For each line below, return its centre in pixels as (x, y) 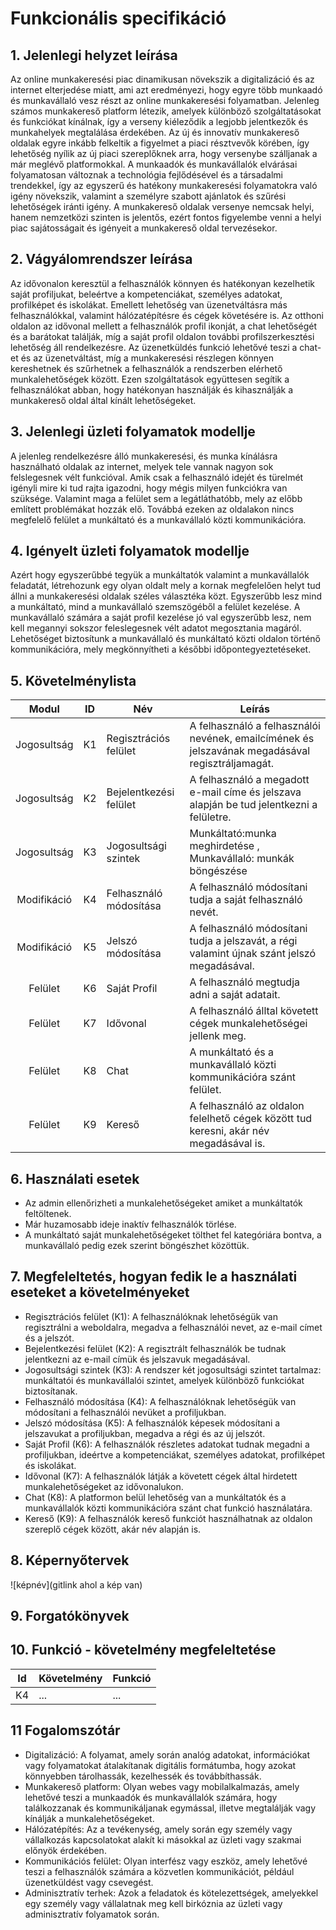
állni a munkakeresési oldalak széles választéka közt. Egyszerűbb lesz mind (166, 596)
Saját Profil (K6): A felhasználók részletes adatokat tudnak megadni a (167, 1444)
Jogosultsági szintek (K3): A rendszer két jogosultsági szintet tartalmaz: (173, 1369)
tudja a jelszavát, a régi (243, 941)
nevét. (204, 912)
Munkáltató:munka (233, 834)
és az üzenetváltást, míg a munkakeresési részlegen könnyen (147, 358)
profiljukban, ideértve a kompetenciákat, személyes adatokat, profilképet (175, 1454)
